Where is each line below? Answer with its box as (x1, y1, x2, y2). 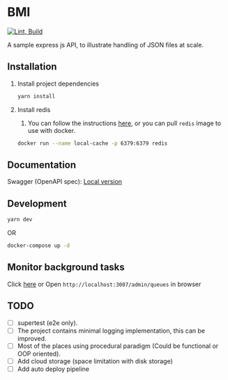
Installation (7, 61, 57, 73)
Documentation (7, 159, 77, 171)
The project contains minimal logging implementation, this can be (17, 326, 206, 335)
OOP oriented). (17, 349, 61, 358)
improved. (17, 334, 47, 342)
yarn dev (7, 216, 33, 223)
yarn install (17, 93, 56, 100)
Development (7, 198, 68, 209)
